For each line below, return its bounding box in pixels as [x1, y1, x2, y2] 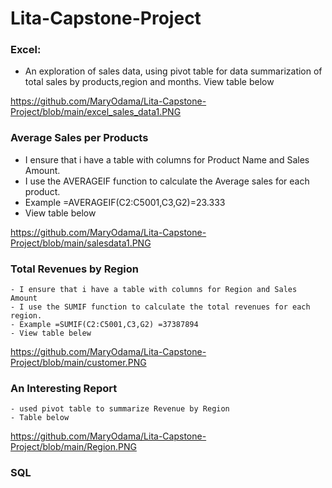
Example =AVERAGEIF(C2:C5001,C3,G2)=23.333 [24, 196, 226, 208]
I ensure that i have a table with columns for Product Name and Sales [24, 153, 310, 166]
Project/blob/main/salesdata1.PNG [10, 237, 152, 249]
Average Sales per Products [10, 131, 149, 145]
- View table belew [10, 328, 92, 339]
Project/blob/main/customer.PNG [10, 357, 147, 369]
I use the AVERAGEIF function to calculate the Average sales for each [24, 175, 310, 187]
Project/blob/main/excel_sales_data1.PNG [10, 106, 182, 118]
